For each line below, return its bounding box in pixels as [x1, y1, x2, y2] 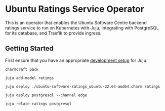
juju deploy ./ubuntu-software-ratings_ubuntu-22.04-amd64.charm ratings [5, 84, 161, 89]
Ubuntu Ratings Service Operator [5, 3, 144, 15]
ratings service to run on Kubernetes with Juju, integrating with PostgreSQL [5, 25, 159, 30]
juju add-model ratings [5, 75, 54, 81]
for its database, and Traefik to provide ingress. [5, 30, 102, 36]
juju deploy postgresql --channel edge [5, 92, 87, 98]
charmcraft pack [5, 67, 39, 72]
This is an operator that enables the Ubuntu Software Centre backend [5, 20, 147, 26]
